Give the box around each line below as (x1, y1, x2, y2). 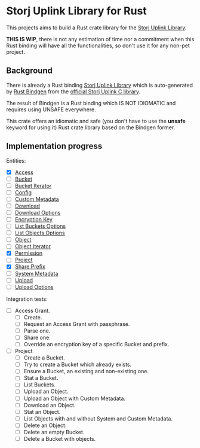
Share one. (23, 334, 51, 341)
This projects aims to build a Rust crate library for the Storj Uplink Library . (6, 24, 187, 31)
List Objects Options (14, 229, 65, 237)
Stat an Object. (23, 408, 61, 415)
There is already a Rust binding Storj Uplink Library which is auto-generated (6, 81, 193, 89)
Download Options (14, 209, 61, 216)
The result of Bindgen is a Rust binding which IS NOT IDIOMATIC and (6, 99, 176, 106)
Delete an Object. (23, 422, 67, 429)
